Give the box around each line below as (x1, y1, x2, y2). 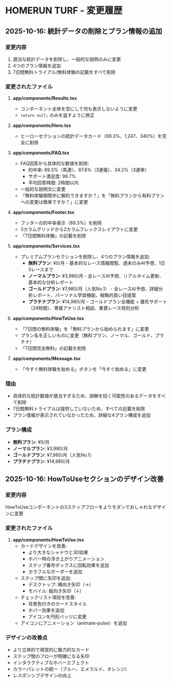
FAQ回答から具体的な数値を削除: (20, 160, 89, 167)
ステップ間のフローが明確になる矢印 (12, 653, 90, 659)
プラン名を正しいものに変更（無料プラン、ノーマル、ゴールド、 (20, 332, 156, 338)
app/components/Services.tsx (12, 243, 80, 249)
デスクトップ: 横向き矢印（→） (28, 581, 94, 587)
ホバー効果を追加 (28, 607, 65, 613)
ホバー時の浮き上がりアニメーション (28, 555, 105, 562)
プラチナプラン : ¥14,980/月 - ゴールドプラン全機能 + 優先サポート (28, 299, 167, 305)
